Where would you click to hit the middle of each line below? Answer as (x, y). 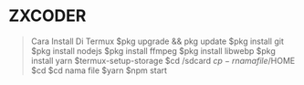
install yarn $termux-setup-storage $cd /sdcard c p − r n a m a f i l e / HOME (163, 60)
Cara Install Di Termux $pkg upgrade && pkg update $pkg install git (157, 41)
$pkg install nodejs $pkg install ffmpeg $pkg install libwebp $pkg (153, 50)
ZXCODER (47, 16)
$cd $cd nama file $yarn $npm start (99, 70)
